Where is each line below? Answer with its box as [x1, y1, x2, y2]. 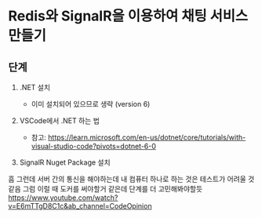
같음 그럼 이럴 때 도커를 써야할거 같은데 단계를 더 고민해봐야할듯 [8, 184, 203, 193]
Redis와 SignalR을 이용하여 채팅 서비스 [8, 7, 249, 25]
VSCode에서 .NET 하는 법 [19, 116, 100, 125]
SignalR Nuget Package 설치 [19, 158, 111, 167]
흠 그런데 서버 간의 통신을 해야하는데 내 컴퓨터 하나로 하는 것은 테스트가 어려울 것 [8, 174, 255, 183]
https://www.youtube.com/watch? [8, 193, 118, 202]
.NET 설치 [19, 83, 51, 92]
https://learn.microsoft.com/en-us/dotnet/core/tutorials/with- [48, 133, 246, 142]
